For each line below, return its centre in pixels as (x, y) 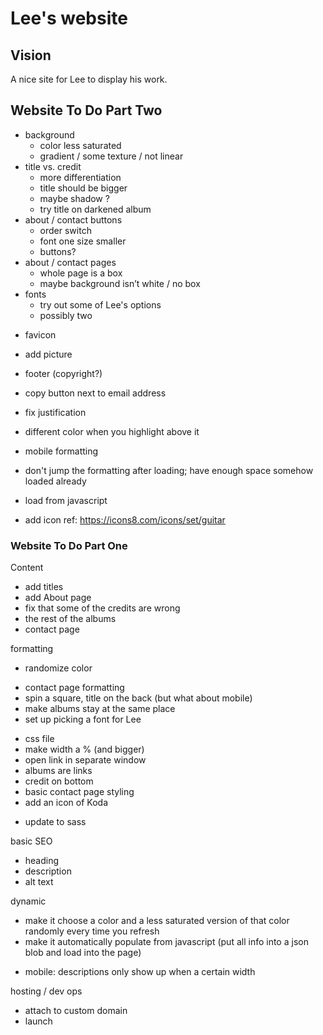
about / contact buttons (73, 219)
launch (38, 1021)
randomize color (58, 668)
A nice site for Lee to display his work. (89, 79)
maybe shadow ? (74, 198)
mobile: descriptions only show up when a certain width (140, 972)
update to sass (55, 822)
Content (27, 568)
